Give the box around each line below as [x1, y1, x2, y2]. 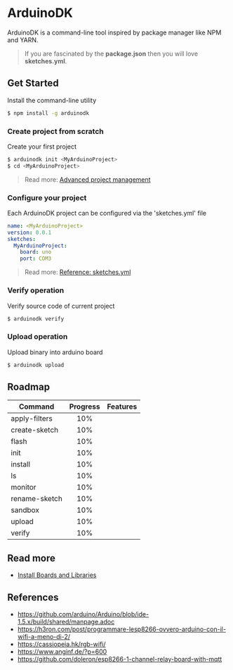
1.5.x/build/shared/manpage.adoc [17, 618, 115, 626]
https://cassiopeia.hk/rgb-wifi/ [17, 640, 107, 648]
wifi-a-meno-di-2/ [17, 633, 71, 640]
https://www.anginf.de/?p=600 [17, 647, 107, 656]
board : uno [20, 249, 52, 256]
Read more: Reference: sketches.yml [24, 268, 131, 276]
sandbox [11, 505, 40, 515]
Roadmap [7, 380, 51, 392]
